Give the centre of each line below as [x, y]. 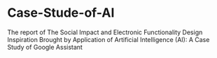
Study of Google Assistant [45, 47]
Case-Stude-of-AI [61, 13]
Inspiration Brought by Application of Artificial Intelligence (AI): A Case [108, 39]
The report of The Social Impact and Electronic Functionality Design [105, 32]
